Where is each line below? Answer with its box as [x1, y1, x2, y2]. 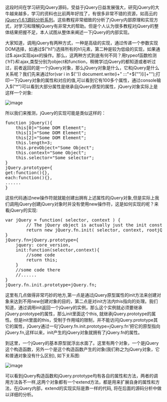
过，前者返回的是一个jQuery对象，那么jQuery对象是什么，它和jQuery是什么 [5, 65, 160, 71]
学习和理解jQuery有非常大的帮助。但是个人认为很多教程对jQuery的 [18, 23, 155, 29]
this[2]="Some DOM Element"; [15, 135, 87, 141]
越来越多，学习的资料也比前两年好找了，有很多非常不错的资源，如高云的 [9, 10, 158, 16]
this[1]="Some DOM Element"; [15, 130, 87, 136]
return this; [26, 257, 58, 263]
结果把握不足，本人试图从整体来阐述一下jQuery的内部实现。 [9, 29, 132, 35]
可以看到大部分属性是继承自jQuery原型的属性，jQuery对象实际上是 [21, 84, 158, 89]
